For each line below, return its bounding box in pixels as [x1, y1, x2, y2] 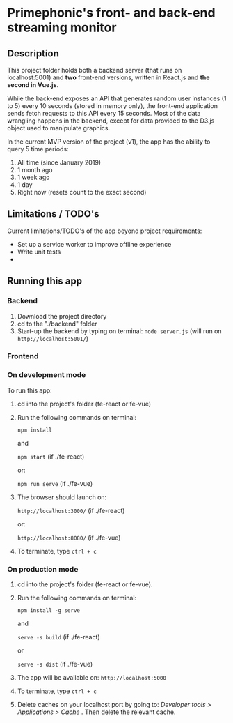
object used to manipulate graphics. [7, 124, 110, 132]
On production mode [7, 564, 79, 574]
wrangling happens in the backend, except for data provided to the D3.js [7, 116, 215, 125]
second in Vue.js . [7, 81, 59, 89]
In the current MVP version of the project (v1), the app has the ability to [7, 137, 211, 146]
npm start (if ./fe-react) [17, 452, 85, 461]
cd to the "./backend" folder [17, 319, 97, 328]
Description [7, 47, 59, 59]
